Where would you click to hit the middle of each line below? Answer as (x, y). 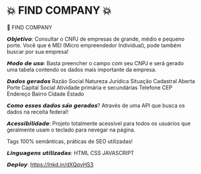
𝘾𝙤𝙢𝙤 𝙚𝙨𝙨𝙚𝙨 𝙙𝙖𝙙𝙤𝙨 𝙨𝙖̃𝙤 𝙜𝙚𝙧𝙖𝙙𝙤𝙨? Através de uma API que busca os (96, 105)
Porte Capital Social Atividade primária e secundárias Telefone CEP (90, 87)
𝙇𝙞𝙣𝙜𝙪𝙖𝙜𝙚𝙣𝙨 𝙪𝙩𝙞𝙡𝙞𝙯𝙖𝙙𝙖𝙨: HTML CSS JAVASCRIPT (71, 152)
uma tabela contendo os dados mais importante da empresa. (82, 69)
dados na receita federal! (38, 112)
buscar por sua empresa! (38, 51)
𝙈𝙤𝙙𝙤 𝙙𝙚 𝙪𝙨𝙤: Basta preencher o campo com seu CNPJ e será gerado (95, 63)
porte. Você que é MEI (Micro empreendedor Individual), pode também (94, 45)
